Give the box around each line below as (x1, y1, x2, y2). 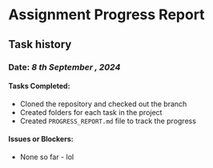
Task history (8, 38, 72, 51)
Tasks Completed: (8, 82, 70, 91)
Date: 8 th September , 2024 (8, 62, 121, 73)
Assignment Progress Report (8, 6, 206, 24)
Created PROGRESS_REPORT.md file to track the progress (19, 116, 196, 126)
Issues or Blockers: (8, 134, 74, 144)
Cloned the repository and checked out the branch (19, 98, 187, 109)
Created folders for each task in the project (19, 107, 163, 117)
